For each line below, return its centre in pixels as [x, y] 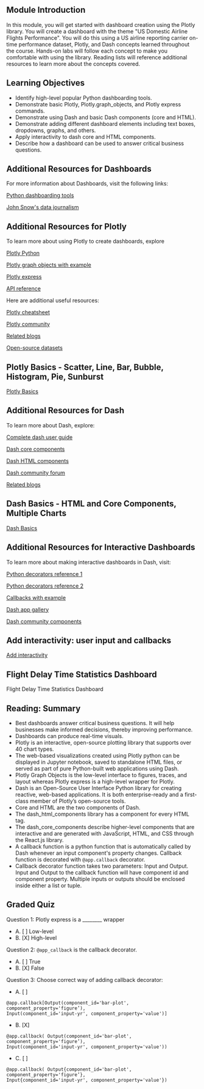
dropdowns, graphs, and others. [55, 130]
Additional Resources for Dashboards [79, 169]
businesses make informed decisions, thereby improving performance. [104, 729]
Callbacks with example [36, 597]
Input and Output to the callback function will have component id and [102, 872]
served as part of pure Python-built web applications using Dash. [97, 768]
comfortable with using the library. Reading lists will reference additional [97, 57]
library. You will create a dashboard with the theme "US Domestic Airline [97, 31]
